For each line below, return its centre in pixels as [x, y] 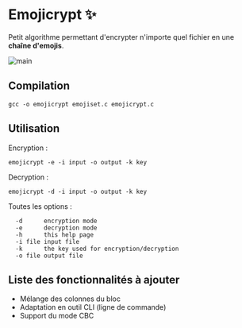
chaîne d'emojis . [36, 45]
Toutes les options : [40, 206]
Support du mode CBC [57, 316]
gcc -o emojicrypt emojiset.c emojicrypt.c [81, 104]
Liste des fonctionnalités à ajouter [94, 280]
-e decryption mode [56, 228]
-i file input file [48, 241]
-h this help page [54, 235]
